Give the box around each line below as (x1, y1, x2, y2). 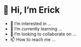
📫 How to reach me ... (10, 36, 56, 42)
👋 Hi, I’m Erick (3, 4, 60, 16)
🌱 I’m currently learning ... (10, 25, 62, 31)
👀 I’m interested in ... (10, 21, 52, 26)
